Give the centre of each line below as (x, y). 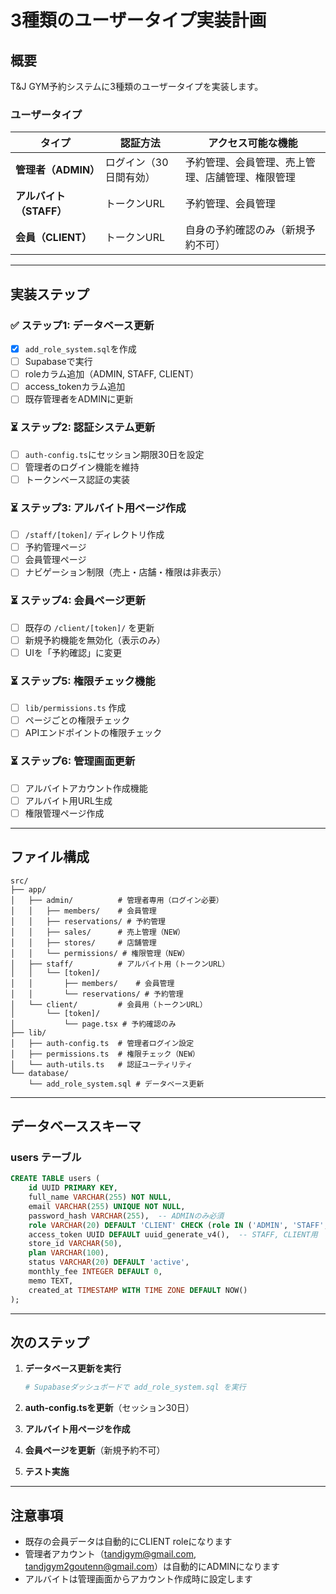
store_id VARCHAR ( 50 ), (75, 1244)
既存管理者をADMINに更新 (79, 399)
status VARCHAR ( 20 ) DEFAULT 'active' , (109, 1262)
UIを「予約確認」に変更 (73, 652)
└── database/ (40, 1073)
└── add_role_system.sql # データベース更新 (116, 1084)
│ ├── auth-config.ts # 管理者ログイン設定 (102, 1043)
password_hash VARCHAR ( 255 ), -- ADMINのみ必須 (126, 1216)
